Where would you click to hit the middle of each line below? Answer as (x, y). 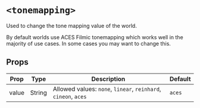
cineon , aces (70, 96)
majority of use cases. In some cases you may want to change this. (89, 43)
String (39, 93)
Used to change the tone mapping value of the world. (71, 26)
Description (108, 79)
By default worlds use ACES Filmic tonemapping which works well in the (95, 37)
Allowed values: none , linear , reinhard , (107, 89)
